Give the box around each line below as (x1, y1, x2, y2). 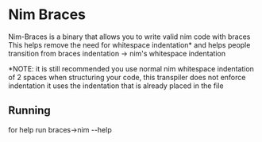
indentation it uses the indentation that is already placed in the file (8, 81, 224, 90)
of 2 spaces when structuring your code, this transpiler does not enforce (8, 72, 246, 82)
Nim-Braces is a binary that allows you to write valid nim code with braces (8, 32, 251, 41)
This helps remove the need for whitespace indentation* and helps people (8, 40, 251, 49)
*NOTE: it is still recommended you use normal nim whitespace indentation (8, 63, 254, 73)
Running (8, 104, 52, 117)
